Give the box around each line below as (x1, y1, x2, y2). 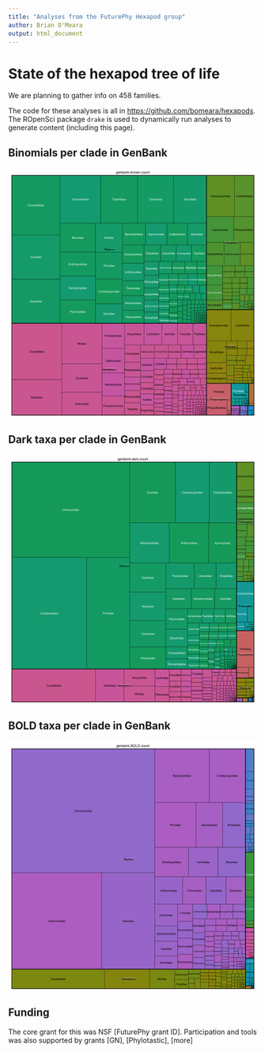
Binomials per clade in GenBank (8, 146, 168, 159)
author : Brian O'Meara (8, 21, 83, 29)
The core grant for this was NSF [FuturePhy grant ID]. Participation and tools (8, 1027, 257, 1036)
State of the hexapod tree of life (8, 64, 220, 82)
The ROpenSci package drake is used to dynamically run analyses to (8, 115, 232, 124)
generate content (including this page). (8, 123, 135, 132)
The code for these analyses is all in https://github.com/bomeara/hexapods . (8, 106, 256, 116)
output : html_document (8, 29, 83, 37)
